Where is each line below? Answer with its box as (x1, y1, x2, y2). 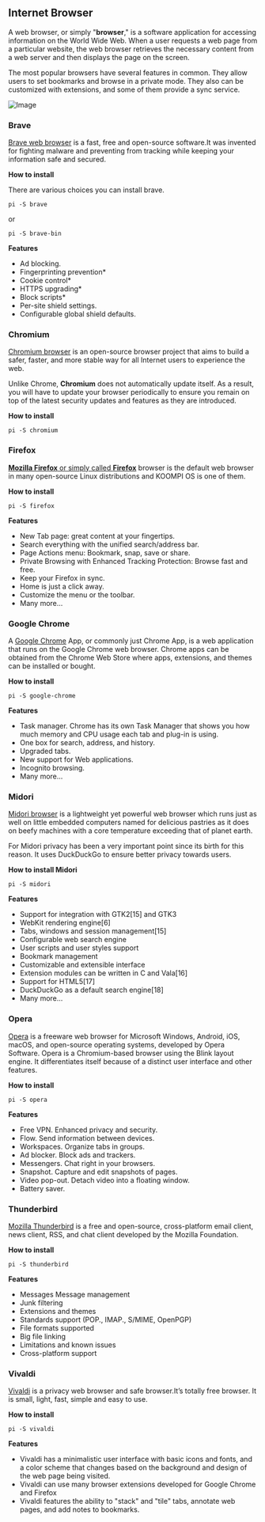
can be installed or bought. (8, 661, 97, 671)
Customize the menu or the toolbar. (19, 589, 135, 600)
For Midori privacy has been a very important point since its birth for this (8, 842, 244, 851)
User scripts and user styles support (19, 943, 139, 952)
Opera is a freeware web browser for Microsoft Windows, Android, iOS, (8, 1032, 240, 1041)
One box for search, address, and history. (19, 738, 156, 747)
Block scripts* (19, 293, 66, 302)
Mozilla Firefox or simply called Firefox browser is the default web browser (8, 463, 255, 472)
